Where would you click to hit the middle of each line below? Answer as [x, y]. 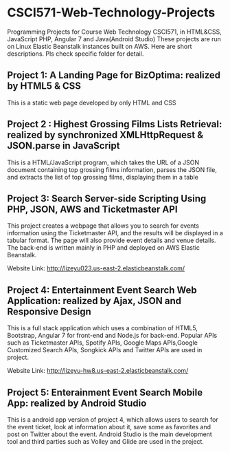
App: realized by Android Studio [77, 403]
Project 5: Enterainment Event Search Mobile [105, 392]
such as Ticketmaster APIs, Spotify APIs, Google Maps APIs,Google [102, 343]
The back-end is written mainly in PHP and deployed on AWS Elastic [104, 248]
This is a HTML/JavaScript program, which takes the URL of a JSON [103, 162]
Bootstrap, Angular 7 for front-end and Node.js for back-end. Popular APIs [112, 336]
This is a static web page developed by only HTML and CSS [92, 103]
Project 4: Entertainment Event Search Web [102, 290]
